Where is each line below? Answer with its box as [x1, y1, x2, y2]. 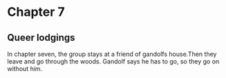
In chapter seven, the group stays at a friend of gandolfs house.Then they [7, 50, 217, 58]
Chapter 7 [7, 4, 66, 20]
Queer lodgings [7, 32, 75, 43]
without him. [7, 65, 43, 72]
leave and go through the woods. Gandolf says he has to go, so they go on [7, 57, 220, 66]
